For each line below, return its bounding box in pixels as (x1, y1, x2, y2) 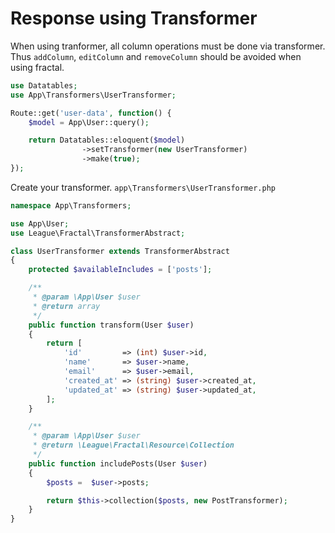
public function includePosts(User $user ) (28, 458, 208, 469)
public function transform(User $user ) (28, 320, 195, 330)
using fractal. (10, 61, 65, 73)
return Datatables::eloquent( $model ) (28, 135, 186, 146)
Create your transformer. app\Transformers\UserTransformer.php (10, 181, 276, 193)
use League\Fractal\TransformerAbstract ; (10, 228, 186, 238)
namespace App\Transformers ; (10, 200, 132, 211)
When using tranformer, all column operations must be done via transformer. (10, 40, 326, 52)
